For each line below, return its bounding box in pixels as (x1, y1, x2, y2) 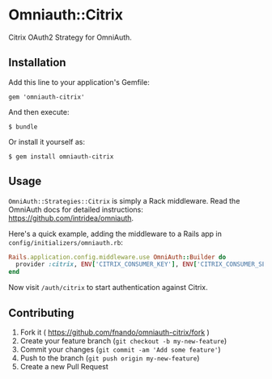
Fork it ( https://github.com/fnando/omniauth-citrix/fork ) (19, 327, 210, 337)
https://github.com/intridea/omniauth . (8, 213, 134, 223)
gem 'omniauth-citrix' (8, 93, 85, 101)
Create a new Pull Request (19, 362, 109, 371)
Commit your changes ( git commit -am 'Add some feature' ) (19, 345, 221, 354)
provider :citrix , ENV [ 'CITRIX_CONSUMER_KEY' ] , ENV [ (15, 260, 198, 268)
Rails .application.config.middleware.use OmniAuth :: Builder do (8, 253, 227, 261)
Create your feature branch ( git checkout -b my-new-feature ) (19, 336, 227, 345)
